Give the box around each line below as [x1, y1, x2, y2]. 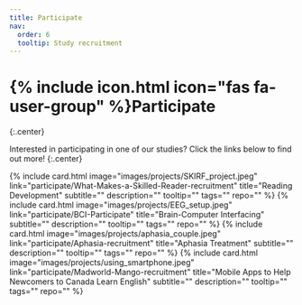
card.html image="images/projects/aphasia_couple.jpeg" [9, 228, 221, 239]
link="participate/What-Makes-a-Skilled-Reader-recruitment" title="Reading [9, 180, 293, 191]
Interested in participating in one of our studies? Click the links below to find [9, 143, 292, 154]
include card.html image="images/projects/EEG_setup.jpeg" [9, 199, 233, 210]
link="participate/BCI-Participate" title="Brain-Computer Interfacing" [9, 209, 265, 220]
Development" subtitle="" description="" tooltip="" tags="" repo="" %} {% [9, 190, 288, 201]
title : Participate [9, 13, 83, 23]
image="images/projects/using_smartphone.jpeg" [9, 257, 196, 268]
